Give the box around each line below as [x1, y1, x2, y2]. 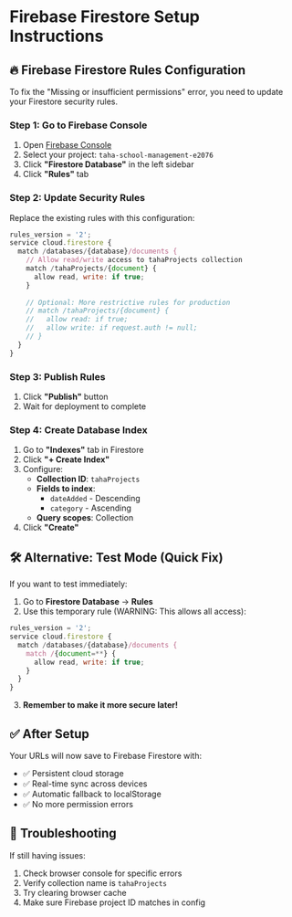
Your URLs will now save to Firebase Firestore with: [9, 750, 203, 761]
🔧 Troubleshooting [9, 826, 117, 841]
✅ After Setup [9, 726, 89, 742]
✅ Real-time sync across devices [22, 778, 148, 789]
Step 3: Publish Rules [9, 370, 106, 383]
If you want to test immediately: [9, 578, 128, 590]
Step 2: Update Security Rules [9, 192, 146, 205]
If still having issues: [9, 849, 86, 860]
